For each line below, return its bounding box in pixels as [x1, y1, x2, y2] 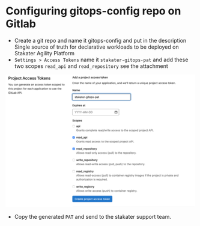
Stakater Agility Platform [14, 49, 75, 56]
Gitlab [5, 17, 37, 31]
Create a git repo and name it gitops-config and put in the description [14, 37, 187, 44]
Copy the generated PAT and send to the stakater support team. [14, 213, 172, 221]
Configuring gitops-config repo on [5, 4, 181, 18]
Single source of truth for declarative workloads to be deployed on [14, 43, 179, 50]
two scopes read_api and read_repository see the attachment [14, 62, 169, 70]
